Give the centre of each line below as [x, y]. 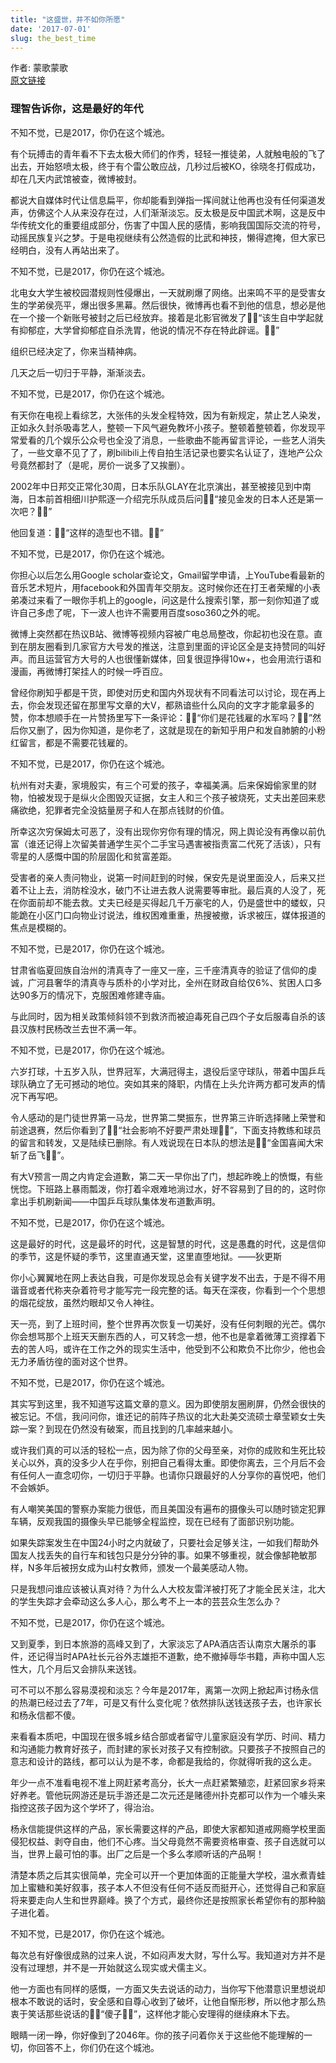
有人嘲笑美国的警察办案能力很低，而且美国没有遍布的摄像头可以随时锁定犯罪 [168, 1508]
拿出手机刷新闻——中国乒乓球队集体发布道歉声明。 [115, 1201]
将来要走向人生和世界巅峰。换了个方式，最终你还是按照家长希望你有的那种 [163, 1900]
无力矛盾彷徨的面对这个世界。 [71, 1361]
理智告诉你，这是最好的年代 [77, 109]
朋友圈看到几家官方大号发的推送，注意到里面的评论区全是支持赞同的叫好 [176, 646]
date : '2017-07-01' [51, 29]
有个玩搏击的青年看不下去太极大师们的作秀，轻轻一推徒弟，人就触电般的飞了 [168, 153]
